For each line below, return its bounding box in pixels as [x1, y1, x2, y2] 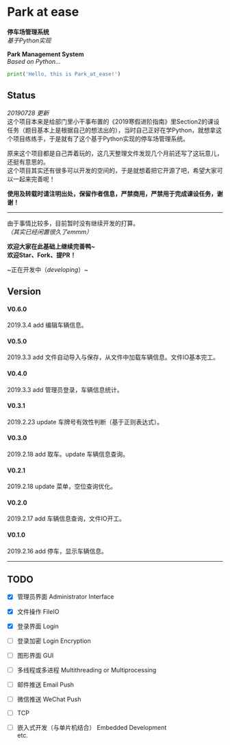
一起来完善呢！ [12, 174, 55, 183]
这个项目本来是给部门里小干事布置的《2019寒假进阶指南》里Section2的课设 [7, 117, 220, 126]
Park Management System [7, 49, 84, 58]
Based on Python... [7, 57, 61, 65]
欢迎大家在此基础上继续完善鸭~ [7, 242, 96, 251]
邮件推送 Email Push [16, 680, 74, 689]
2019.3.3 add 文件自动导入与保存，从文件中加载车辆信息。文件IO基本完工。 [7, 353, 220, 361]
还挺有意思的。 [7, 157, 49, 165]
